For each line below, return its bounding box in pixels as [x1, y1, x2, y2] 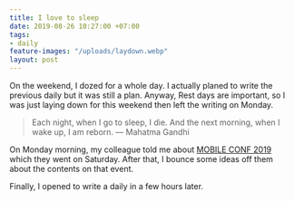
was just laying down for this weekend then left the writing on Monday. [9, 100, 274, 110]
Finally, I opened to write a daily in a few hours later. [9, 181, 204, 191]
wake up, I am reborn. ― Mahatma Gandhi [31, 127, 191, 137]
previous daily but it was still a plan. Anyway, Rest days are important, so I [9, 90, 286, 100]
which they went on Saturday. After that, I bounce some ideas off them [9, 154, 274, 164]
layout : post [9, 55, 59, 64]
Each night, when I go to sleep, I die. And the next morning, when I [31, 117, 280, 128]
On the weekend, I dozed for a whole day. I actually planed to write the [9, 81, 273, 91]
